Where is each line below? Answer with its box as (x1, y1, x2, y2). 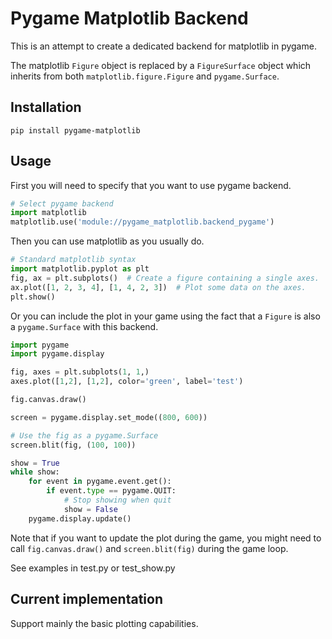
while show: (10, 467, 60, 477)
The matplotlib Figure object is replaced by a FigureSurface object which (10, 59, 312, 71)
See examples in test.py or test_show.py (10, 562, 176, 574)
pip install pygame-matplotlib (10, 125, 141, 136)
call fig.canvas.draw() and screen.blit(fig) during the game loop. (10, 542, 289, 554)
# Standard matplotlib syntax (10, 255, 137, 265)
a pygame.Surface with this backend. (10, 320, 159, 332)
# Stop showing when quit (63, 495, 172, 506)
